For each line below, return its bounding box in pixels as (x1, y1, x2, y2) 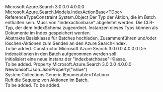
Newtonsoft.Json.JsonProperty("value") (5, 66, 88, 72)
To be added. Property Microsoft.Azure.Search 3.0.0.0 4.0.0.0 (5, 61, 132, 67)
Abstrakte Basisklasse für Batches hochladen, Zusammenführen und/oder (5, 35, 157, 41)
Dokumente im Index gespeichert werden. (5, 30, 91, 35)
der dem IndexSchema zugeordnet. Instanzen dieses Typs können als (15, 25, 158, 31)
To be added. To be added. (5, 82, 61, 88)
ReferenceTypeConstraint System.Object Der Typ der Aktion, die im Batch (5, 14, 156, 20)
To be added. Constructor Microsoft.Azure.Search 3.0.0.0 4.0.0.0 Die (5, 46, 147, 51)
